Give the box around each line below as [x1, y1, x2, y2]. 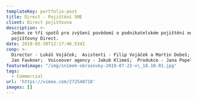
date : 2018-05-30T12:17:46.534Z [6, 41, 85, 47]
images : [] [6, 84, 33, 90]
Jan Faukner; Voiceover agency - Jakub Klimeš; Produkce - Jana [11, 57, 177, 63]
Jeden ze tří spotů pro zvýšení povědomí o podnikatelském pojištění [11, 30, 185, 36]
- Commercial [11, 73, 43, 79]
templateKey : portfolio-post [6, 8, 77, 15]
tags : [6, 68, 19, 74]
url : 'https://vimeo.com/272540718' [6, 79, 96, 85]
